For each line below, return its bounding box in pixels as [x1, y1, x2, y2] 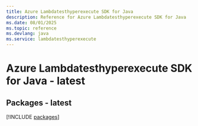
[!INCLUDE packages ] [6, 114, 60, 120]
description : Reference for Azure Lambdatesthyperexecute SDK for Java [6, 14, 186, 20]
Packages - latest [6, 98, 72, 108]
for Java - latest [6, 75, 86, 88]
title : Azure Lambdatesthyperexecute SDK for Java [6, 8, 134, 15]
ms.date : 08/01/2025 [6, 20, 57, 25]
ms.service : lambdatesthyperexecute [6, 36, 96, 42]
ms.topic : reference [6, 25, 57, 31]
